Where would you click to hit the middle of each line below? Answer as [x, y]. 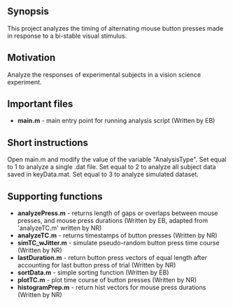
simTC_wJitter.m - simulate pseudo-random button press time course [118, 243]
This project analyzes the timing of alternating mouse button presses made [115, 28]
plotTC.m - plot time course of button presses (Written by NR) [107, 280]
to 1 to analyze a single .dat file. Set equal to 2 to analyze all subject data [112, 167]
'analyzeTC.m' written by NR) [59, 228]
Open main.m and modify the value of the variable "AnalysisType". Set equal [117, 159]
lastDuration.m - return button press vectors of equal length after [112, 258]
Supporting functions [55, 196]
